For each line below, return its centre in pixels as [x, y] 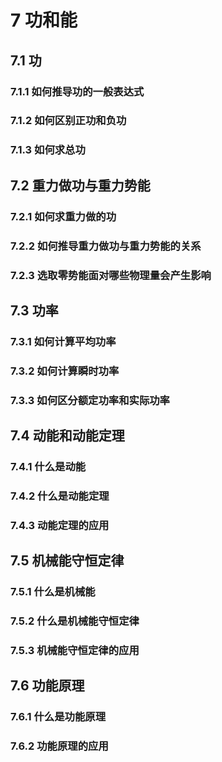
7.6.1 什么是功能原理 [58, 717]
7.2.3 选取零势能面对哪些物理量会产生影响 [111, 275]
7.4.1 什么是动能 [48, 466]
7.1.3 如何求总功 [48, 150]
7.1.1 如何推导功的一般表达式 [77, 91]
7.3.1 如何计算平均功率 [63, 341]
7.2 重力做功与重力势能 [80, 185]
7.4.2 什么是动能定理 [60, 496]
